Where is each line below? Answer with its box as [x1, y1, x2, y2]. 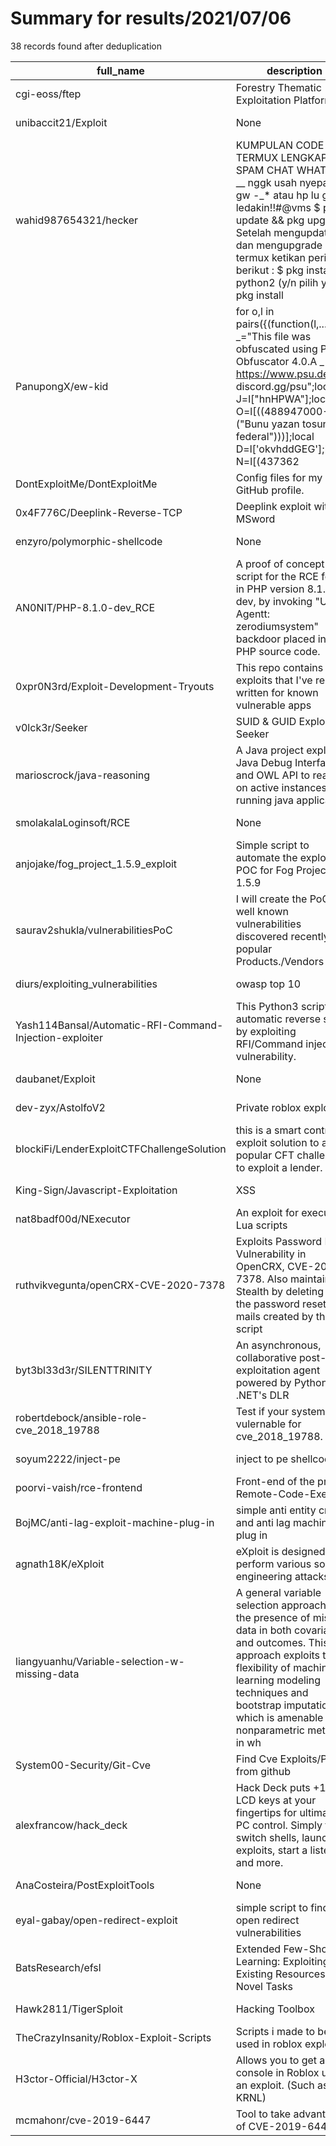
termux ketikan [235, 250, 306, 264]
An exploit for [235, 1205, 299, 1219]
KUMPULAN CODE [235, 138, 325, 152]
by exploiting [235, 1024, 297, 1038]
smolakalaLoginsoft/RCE [15, 815, 131, 829]
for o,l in [235, 304, 275, 318]
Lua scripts [235, 1218, 288, 1232]
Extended [235, 1942, 282, 1956]
